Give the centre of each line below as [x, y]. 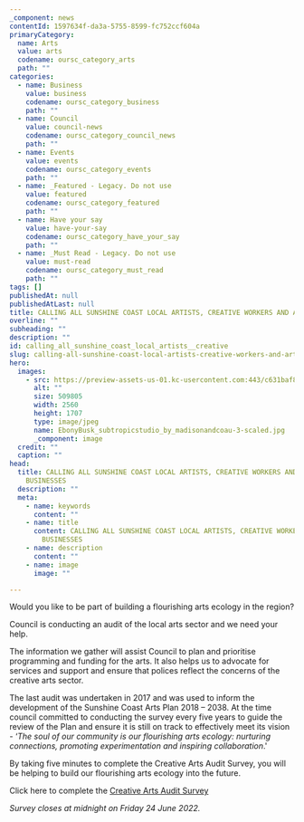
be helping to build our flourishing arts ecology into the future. [125, 773]
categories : [32, 77]
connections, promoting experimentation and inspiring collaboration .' [138, 746]
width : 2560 [56, 405]
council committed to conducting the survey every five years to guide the [146, 717]
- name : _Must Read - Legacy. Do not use [97, 253]
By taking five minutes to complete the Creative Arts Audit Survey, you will [148, 764]
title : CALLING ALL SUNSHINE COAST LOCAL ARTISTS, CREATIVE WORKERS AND [149, 312]
